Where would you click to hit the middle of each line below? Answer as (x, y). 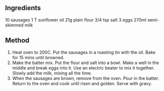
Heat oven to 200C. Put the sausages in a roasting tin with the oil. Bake (84, 52)
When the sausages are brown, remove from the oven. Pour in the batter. (86, 78)
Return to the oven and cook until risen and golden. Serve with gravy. (82, 83)
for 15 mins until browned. (38, 57)
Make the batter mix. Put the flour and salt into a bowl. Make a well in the (85, 63)
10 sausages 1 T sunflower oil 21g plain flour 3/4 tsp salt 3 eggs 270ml (76, 20)
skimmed (14, 25)
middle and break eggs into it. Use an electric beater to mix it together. (83, 68)
